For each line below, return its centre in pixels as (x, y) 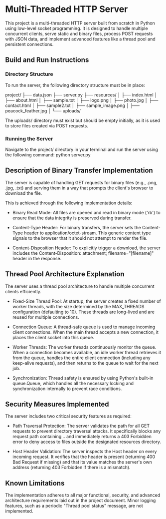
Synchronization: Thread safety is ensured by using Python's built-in (83, 378)
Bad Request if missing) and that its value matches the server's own (82, 462)
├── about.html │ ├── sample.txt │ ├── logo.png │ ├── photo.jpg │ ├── (82, 100)
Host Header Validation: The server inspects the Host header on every (84, 452)
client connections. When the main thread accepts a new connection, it (85, 332)
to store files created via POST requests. (47, 125)
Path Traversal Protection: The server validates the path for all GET (81, 426)
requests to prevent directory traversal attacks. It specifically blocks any (86, 431)
